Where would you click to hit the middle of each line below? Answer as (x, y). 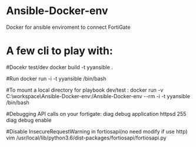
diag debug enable (29, 120)
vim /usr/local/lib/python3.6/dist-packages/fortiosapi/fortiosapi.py (86, 138)
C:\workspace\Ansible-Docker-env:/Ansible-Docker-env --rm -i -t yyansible (98, 96)
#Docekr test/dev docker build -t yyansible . (59, 67)
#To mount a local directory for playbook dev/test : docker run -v (85, 90)
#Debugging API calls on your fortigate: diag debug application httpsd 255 (96, 113)
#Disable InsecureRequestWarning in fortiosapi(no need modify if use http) (97, 131)
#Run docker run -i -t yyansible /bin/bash (56, 78)
